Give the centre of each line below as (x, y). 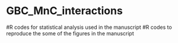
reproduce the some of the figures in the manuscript (70, 33)
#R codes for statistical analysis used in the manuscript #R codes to (89, 27)
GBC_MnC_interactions (64, 11)
